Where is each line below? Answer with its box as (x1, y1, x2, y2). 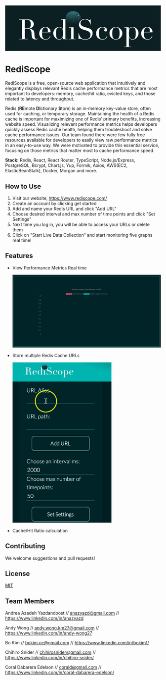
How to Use (5, 182, 41, 191)
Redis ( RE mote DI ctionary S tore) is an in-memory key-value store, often (5, 105, 151, 111)
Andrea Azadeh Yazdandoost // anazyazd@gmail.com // (5, 610, 120, 616)
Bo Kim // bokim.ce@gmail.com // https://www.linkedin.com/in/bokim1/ (5, 640, 149, 646)
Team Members (5, 597, 54, 605)
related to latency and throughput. (5, 96, 75, 102)
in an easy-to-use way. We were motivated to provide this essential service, (5, 142, 160, 149)
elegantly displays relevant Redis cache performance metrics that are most (5, 85, 158, 92)
